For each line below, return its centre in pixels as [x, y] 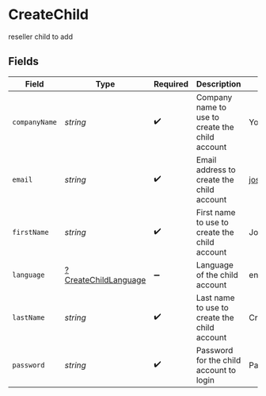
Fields [24, 62]
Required [171, 83]
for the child [218, 360]
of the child [217, 275]
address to [216, 170]
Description [218, 83]
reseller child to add [41, 37]
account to [216, 370]
